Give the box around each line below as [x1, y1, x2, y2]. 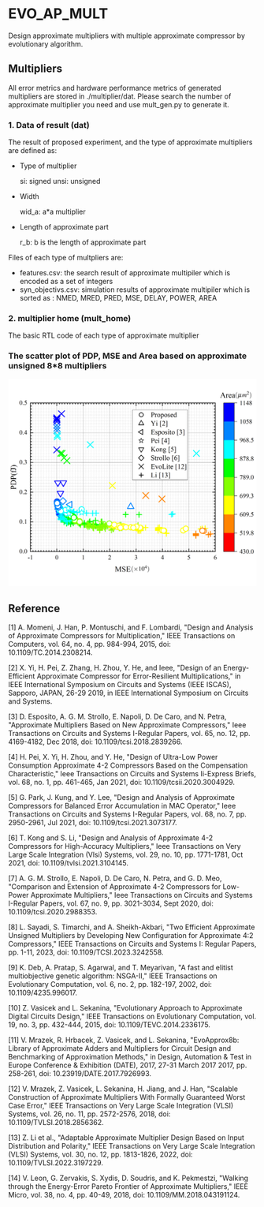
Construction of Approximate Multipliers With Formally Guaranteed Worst [8, 1093, 246, 1102]
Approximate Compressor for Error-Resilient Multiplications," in [36, 671, 241, 681]
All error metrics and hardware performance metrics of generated [8, 83, 222, 92]
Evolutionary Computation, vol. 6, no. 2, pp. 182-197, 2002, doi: [8, 980, 213, 989]
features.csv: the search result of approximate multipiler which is [19, 268, 231, 278]
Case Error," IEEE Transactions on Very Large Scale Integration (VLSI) [8, 1101, 234, 1111]
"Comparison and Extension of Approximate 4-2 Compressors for [8, 882, 221, 891]
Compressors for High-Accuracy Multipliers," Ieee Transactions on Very [8, 842, 242, 851]
